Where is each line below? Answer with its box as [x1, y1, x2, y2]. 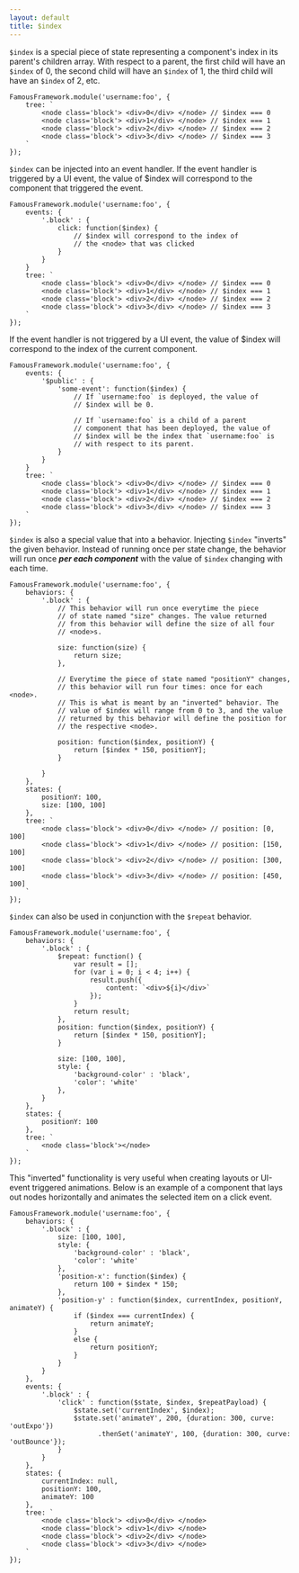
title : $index [9, 22, 63, 31]
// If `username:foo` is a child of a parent [73, 416, 247, 425]
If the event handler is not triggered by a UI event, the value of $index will [9, 334, 281, 345]
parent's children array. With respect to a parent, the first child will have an [9, 56, 286, 67]
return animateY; [89, 1319, 154, 1328]
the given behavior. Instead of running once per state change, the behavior [9, 544, 286, 554]
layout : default [9, 13, 70, 22]
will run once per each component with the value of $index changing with [9, 553, 283, 563]
